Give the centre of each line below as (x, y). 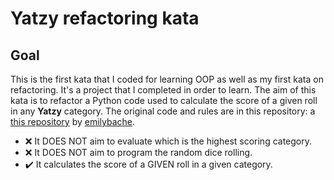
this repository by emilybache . (73, 121)
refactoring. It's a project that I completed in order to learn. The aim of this (163, 90)
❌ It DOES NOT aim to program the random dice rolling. (138, 152)
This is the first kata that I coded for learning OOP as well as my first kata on (167, 79)
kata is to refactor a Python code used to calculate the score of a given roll (164, 100)
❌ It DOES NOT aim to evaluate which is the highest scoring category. (168, 141)
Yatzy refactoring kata (105, 18)
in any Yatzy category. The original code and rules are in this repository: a (163, 111)
